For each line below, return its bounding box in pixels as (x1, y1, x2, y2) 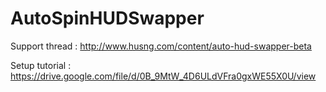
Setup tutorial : (10, 59, 72, 71)
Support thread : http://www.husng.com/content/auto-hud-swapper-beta (10, 40, 312, 52)
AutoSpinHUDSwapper (10, 7, 205, 30)
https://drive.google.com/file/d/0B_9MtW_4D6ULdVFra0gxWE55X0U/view (10, 70, 317, 82)
